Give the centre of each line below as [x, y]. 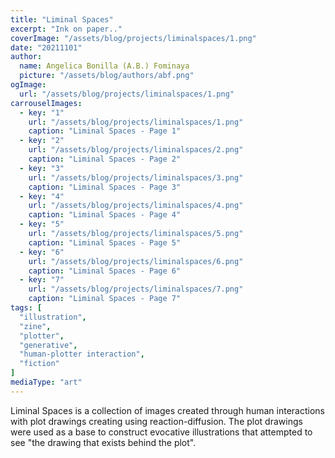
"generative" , [48, 345]
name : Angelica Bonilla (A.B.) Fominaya [104, 66]
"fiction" [39, 364]
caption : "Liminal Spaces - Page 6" [105, 271]
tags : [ [26, 308]
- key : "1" [42, 112]
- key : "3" [42, 168]
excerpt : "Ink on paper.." [66, 29]
